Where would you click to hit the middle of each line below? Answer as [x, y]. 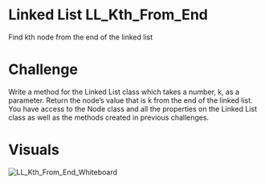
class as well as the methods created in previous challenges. [109, 117]
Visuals [34, 150]
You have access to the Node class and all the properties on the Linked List [133, 108]
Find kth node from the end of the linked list [81, 37]
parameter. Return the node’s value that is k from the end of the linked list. [130, 100]
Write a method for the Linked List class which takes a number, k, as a [124, 92]
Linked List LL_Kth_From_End [108, 15]
